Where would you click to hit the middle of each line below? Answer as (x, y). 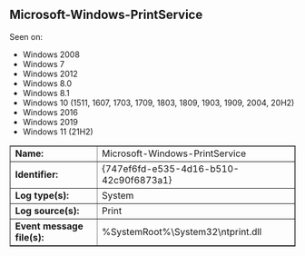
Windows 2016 (50, 112)
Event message (49, 226)
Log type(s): (42, 195)
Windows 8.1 (46, 93)
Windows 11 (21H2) (58, 132)
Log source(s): (47, 211)
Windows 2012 (50, 74)
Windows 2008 (51, 54)
